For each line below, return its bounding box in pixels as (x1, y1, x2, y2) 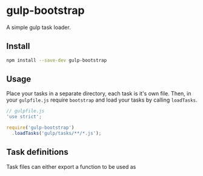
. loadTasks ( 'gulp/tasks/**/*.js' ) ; (12, 131, 102, 137)
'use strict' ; (6, 114, 42, 120)
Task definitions (6, 147, 68, 157)
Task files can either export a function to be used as (6, 163, 136, 170)
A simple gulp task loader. (6, 24, 71, 31)
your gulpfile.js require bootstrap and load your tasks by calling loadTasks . (6, 96, 198, 103)
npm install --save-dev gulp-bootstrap (6, 57, 107, 64)
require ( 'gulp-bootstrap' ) (6, 125, 75, 131)
